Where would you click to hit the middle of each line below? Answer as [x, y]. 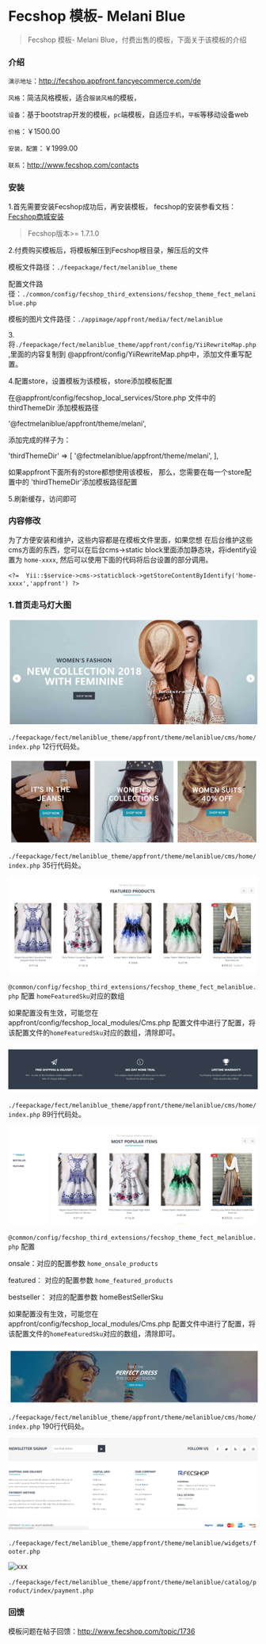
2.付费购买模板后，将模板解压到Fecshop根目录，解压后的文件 [109, 250]
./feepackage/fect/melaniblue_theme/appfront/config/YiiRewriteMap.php [136, 345]
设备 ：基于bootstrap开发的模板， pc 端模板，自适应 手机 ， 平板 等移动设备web [129, 115]
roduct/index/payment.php [51, 1591]
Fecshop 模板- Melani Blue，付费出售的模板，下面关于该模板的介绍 [137, 40]
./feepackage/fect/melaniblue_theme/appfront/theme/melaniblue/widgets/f [133, 1543]
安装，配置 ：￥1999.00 [43, 148]
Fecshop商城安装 [36, 216]
